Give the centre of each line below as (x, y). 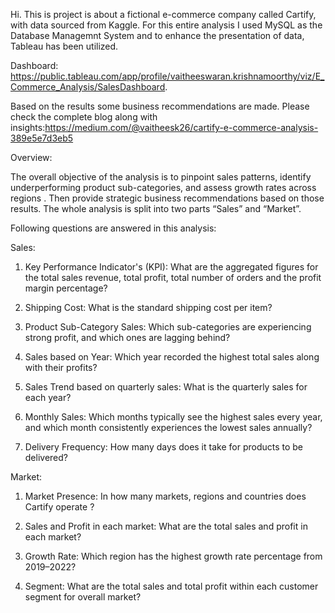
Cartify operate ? (59, 507)
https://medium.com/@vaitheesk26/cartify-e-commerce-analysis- (181, 127)
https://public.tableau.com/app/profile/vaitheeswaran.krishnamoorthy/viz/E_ (167, 76)
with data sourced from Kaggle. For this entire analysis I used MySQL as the (166, 25)
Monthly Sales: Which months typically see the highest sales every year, (173, 417)
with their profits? (61, 367)
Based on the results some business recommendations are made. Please (160, 106)
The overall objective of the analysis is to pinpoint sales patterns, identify (161, 177)
